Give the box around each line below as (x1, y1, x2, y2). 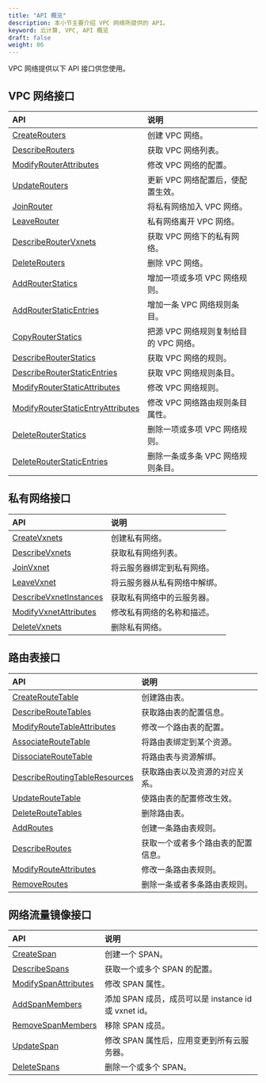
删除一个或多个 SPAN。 (104, 1062, 192, 1073)
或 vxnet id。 (104, 1005, 153, 1016)
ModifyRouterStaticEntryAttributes (12, 402, 140, 413)
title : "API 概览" (8, 11, 66, 20)
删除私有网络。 (110, 621, 167, 633)
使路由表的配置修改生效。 (141, 792, 237, 804)
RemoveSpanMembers (12, 1020, 97, 1031)
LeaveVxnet (12, 576, 57, 587)
